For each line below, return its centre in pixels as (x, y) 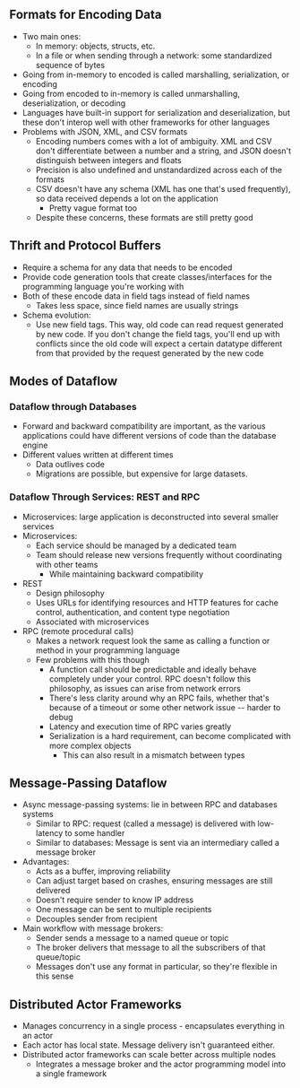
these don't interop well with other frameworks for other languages (146, 122)
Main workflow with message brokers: (93, 928)
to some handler (95, 833)
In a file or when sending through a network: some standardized (154, 55)
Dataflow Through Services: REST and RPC (105, 497)
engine (35, 445)
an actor (38, 1036)
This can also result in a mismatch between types (154, 755)
